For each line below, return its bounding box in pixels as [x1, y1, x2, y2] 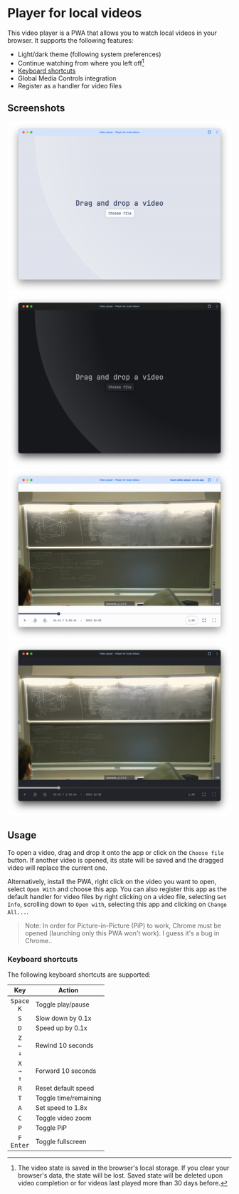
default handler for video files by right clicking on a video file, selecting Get [7, 892, 227, 900]
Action [58, 986, 79, 995]
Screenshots [7, 102, 65, 114]
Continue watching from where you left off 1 [17, 57, 144, 67]
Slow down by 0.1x [35, 1014, 92, 1022]
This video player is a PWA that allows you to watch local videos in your [7, 28, 217, 37]
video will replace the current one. [7, 863, 108, 872]
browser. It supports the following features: [7, 36, 134, 44]
